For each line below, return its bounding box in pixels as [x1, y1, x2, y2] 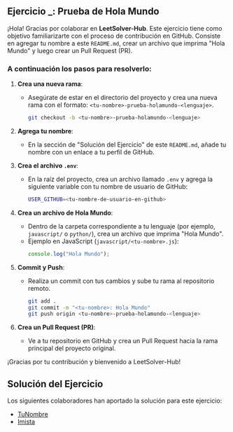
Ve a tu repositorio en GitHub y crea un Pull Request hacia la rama [27, 337, 218, 345]
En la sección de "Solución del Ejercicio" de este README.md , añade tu [27, 140, 227, 149]
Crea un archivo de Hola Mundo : [17, 208, 113, 217]
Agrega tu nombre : [17, 127, 73, 135]
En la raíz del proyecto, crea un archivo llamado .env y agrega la [27, 175, 213, 183]
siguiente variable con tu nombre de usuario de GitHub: [27, 182, 188, 191]
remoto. [27, 284, 51, 292]
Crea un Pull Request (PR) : [17, 323, 96, 331]
